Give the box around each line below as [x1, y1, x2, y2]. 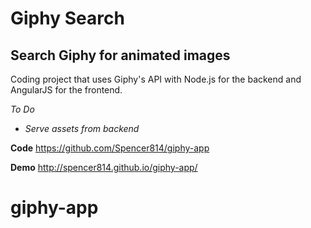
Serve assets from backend [24, 123, 140, 134]
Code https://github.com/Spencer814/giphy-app [10, 142, 210, 154]
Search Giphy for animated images [10, 47, 231, 64]
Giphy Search [10, 7, 125, 30]
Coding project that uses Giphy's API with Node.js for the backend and [10, 73, 302, 85]
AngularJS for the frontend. [10, 84, 123, 96]
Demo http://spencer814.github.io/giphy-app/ [10, 162, 198, 173]
